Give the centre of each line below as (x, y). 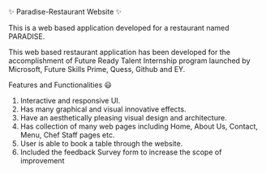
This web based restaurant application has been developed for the (120, 52)
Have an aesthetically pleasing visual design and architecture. (123, 118)
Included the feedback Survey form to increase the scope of (121, 152)
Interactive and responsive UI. (70, 101)
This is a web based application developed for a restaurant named (119, 28)
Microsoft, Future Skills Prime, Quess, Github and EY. (97, 69)
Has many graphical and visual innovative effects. (103, 109)
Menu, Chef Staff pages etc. (67, 135)
